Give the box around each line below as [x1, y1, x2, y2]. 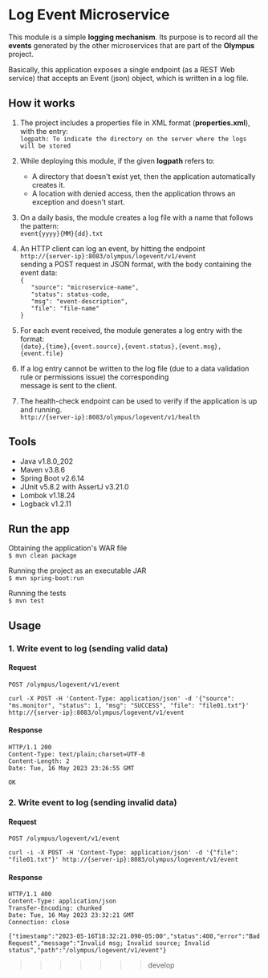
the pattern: [19, 221, 59, 230]
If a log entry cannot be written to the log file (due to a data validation [19, 363, 250, 373]
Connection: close [8, 919, 70, 927]
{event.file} [19, 349, 64, 358]
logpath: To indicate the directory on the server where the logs [19, 135, 247, 143]
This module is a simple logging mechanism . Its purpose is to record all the [8, 32, 258, 42]
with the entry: [19, 126, 68, 136]
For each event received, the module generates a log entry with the [19, 325, 243, 335]
